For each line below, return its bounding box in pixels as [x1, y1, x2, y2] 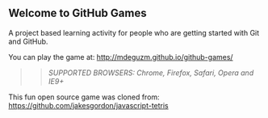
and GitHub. [8, 36, 48, 46]
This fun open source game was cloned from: [8, 92, 160, 102]
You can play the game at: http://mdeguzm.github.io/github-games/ [8, 52, 233, 61]
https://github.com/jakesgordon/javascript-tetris [8, 100, 170, 110]
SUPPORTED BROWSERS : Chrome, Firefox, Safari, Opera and [48, 68, 254, 78]
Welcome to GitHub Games [8, 6, 147, 20]
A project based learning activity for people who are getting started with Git [8, 27, 260, 37]
